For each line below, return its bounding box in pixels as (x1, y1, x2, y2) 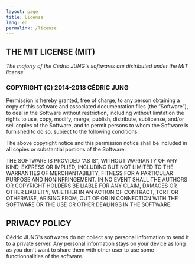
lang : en (6, 19, 28, 25)
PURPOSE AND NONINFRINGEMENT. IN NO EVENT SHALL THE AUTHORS (6, 176, 188, 183)
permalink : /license (6, 25, 57, 31)
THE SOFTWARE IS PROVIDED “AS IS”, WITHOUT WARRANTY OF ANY (6, 157, 178, 164)
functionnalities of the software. (6, 253, 84, 260)
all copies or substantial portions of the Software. (6, 146, 126, 153)
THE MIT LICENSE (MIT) (6, 47, 96, 57)
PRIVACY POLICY (6, 218, 72, 228)
